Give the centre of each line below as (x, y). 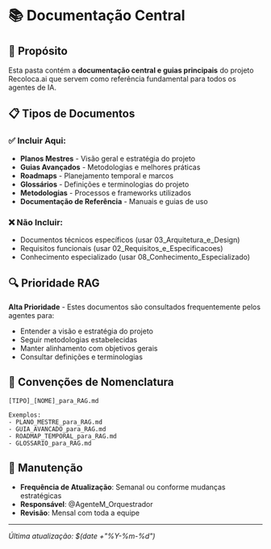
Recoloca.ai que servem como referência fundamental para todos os (122, 79)
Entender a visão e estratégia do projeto (86, 331)
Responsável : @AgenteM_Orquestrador (86, 505)
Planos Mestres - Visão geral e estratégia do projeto (108, 158)
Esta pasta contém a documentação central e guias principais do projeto (131, 70)
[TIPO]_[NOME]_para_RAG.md (54, 400)
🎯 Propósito (38, 50)
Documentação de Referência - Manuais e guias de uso (114, 201)
